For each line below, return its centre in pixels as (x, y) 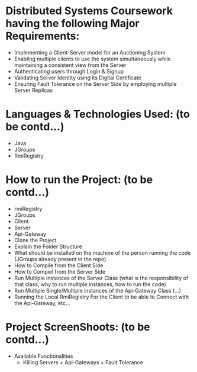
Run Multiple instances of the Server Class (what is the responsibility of (101, 278)
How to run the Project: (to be (79, 180)
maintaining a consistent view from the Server (70, 65)
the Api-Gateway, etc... (42, 303)
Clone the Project (35, 240)
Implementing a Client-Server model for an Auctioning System (90, 52)
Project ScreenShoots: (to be (78, 327)
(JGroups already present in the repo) (60, 259)
